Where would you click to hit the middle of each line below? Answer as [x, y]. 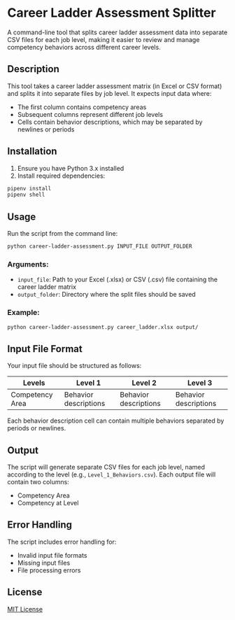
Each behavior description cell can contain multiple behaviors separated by [116, 421]
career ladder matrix [47, 287]
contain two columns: [38, 482]
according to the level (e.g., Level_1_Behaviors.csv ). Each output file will [112, 474]
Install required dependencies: [61, 176]
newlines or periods [46, 129]
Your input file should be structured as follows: [74, 366]
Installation [32, 152]
